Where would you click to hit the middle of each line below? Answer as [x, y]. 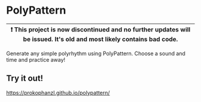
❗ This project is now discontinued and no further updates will [100, 29]
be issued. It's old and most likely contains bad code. [100, 39]
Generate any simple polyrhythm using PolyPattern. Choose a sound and [96, 53]
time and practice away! [36, 59]
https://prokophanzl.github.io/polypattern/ [58, 93]
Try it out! [25, 79]
